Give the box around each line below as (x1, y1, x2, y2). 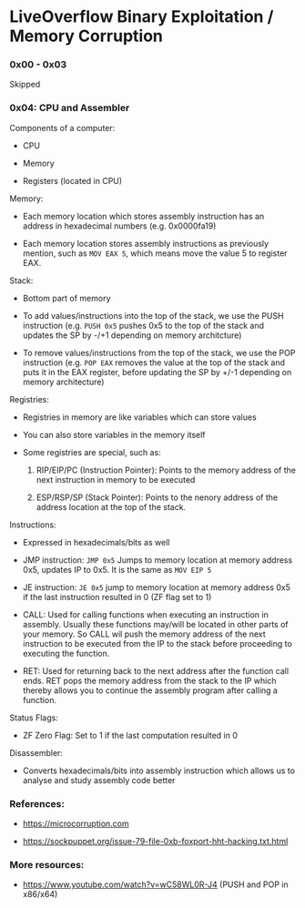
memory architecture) (22, 376, 105, 387)
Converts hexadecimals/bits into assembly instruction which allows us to (22, 765, 296, 776)
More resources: (9, 859, 85, 871)
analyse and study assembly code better (22, 774, 176, 785)
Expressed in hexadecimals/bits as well (22, 536, 170, 547)
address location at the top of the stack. (36, 501, 187, 512)
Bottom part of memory (22, 292, 111, 303)
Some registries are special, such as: (22, 446, 161, 457)
